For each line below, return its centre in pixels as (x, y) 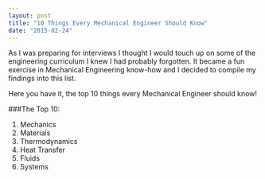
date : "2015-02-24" (41, 30)
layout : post (30, 16)
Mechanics (38, 125)
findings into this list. (42, 78)
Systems (34, 167)
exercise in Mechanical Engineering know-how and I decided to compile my (132, 70)
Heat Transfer (43, 150)
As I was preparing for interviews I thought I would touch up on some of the (132, 53)
